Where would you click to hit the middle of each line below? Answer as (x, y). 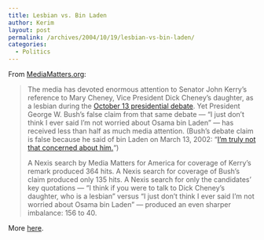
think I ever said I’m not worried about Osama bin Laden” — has (130, 123)
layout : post (29, 30)
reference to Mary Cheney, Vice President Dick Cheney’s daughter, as (140, 98)
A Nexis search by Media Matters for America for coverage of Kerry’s (139, 163)
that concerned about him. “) (73, 147)
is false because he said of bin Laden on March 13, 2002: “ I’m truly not (141, 139)
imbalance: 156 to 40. (62, 213)
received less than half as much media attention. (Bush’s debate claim (140, 131)
